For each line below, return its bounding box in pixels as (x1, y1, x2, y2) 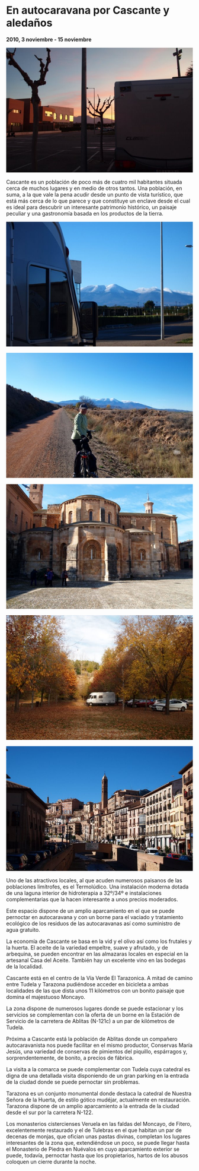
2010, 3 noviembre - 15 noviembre (6, 36, 92, 43)
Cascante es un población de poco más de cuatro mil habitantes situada (6, 179, 182, 186)
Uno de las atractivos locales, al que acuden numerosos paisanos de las (6, 877, 182, 884)
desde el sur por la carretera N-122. (6, 1109, 94, 1116)
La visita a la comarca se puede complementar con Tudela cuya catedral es (6, 1066, 191, 1073)
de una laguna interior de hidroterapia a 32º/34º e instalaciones (6, 890, 162, 897)
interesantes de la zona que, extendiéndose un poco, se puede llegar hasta (6, 1140, 190, 1147)
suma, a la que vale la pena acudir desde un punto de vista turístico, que (6, 191, 184, 198)
